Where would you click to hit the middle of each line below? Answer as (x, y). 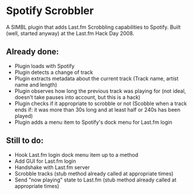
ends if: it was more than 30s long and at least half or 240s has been (97, 109)
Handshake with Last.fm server (52, 167)
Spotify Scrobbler (50, 11)
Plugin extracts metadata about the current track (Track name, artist (96, 78)
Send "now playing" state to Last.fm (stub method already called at (95, 180)
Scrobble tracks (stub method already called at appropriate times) (94, 173)
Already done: (33, 52)
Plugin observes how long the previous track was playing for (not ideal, (100, 91)
